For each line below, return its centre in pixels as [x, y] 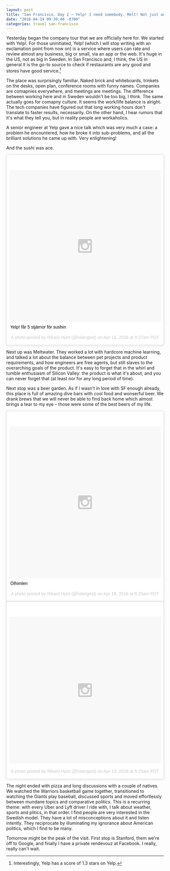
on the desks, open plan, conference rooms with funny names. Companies [83, 86]
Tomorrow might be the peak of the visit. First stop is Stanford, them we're [83, 838]
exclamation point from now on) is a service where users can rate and [78, 49]
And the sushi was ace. [30, 148]
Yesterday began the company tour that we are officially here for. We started [85, 38]
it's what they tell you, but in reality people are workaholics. [67, 118]
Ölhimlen [19, 583]
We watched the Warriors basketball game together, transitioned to [75, 791]
